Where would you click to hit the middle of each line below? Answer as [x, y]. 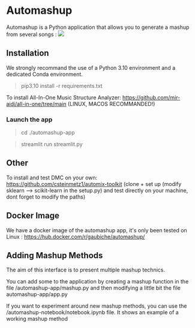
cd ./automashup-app [48, 132]
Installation [28, 53]
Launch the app [29, 119]
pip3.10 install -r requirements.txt [62, 85]
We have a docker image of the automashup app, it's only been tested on [97, 230]
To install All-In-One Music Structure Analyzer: [64, 97]
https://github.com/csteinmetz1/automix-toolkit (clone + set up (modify [94, 184]
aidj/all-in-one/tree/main [37, 104]
